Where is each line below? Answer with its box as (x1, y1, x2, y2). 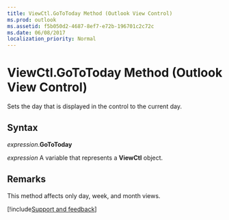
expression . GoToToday (7, 140, 72, 148)
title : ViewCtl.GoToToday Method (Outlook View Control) (7, 10, 173, 17)
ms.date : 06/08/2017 (7, 29, 66, 36)
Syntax (7, 122, 38, 134)
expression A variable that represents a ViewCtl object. (7, 154, 163, 162)
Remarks (7, 173, 46, 185)
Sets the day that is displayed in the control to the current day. (7, 102, 183, 110)
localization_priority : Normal (7, 36, 96, 42)
